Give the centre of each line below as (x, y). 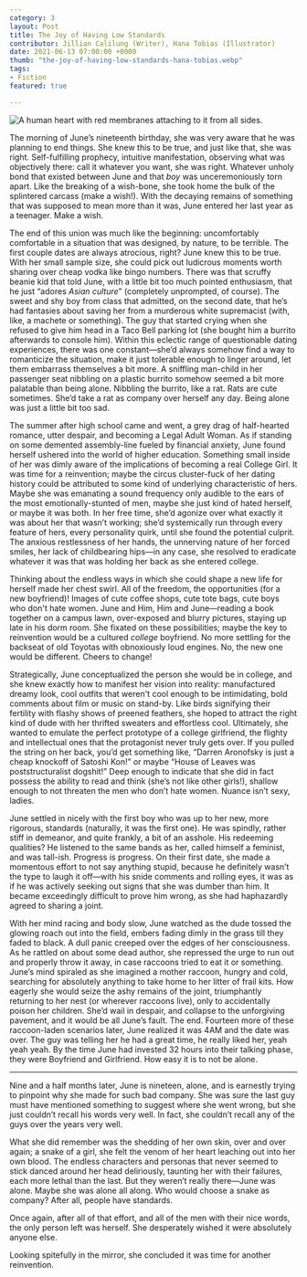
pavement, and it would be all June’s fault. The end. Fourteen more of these (152, 1020)
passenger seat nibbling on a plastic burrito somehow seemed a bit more (147, 378)
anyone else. (33, 1237)
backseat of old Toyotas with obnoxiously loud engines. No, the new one (146, 647)
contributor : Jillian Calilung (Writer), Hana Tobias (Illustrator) (143, 43)
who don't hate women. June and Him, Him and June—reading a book (142, 607)
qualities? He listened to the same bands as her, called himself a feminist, (147, 847)
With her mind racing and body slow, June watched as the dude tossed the (151, 923)
